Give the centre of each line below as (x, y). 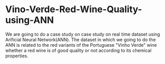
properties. (17, 56)
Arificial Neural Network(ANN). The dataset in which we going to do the (80, 40)
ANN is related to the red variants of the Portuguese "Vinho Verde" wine (81, 45)
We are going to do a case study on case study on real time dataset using (83, 34)
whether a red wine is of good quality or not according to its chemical (78, 50)
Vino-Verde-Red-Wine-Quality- (74, 9)
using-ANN (30, 20)
